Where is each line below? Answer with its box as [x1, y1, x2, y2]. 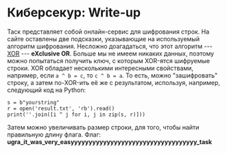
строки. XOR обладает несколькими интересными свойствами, [7, 64, 194, 72]
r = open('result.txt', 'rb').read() [7, 105, 115, 112]
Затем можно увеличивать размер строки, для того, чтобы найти [7, 123, 200, 131]
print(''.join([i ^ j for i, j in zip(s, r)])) [7, 111, 146, 118]
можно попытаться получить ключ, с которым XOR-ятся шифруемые [7, 56, 211, 64]
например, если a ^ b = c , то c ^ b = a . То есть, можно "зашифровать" [7, 71, 218, 80]
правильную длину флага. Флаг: [7, 130, 101, 139]
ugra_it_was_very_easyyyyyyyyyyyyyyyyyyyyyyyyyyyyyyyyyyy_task [7, 137, 213, 145]
